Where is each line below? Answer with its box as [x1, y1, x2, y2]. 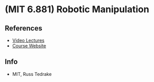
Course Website [12, 43, 47, 49]
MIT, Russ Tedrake [12, 71, 52, 77]
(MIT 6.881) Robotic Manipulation [5, 4, 149, 15]
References [5, 24, 42, 33]
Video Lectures [12, 37, 45, 43]
